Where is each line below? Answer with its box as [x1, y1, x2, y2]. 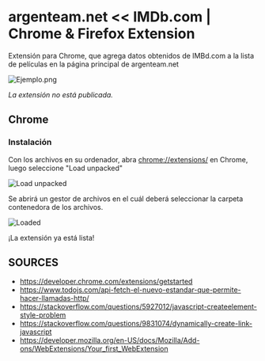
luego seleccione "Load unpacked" [8, 163, 123, 173]
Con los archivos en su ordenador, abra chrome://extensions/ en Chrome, [8, 154, 248, 164]
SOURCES [8, 256, 59, 269]
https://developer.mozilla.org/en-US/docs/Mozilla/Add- [19, 336, 200, 345]
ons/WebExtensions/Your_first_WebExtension [19, 344, 168, 354]
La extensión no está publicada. [8, 89, 113, 99]
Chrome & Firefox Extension [8, 25, 195, 43]
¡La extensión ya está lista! [8, 233, 95, 242]
